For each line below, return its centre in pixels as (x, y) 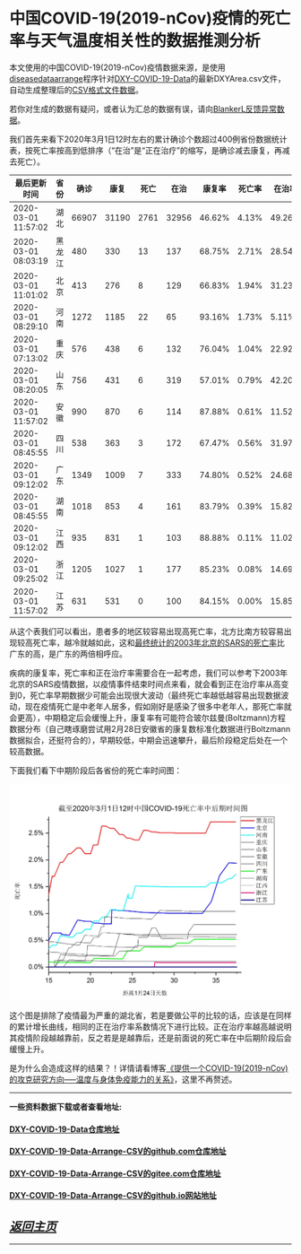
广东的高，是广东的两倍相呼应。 (68, 654)
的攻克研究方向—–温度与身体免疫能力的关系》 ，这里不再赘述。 (123, 1079)
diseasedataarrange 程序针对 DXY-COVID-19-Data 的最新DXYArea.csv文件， (148, 78)
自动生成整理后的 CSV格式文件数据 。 (76, 90)
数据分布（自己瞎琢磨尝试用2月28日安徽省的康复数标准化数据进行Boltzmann (150, 729)
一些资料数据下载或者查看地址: (66, 1106)
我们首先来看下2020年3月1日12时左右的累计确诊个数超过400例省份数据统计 (149, 139)
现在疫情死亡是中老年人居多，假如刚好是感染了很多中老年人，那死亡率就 (158, 707)
